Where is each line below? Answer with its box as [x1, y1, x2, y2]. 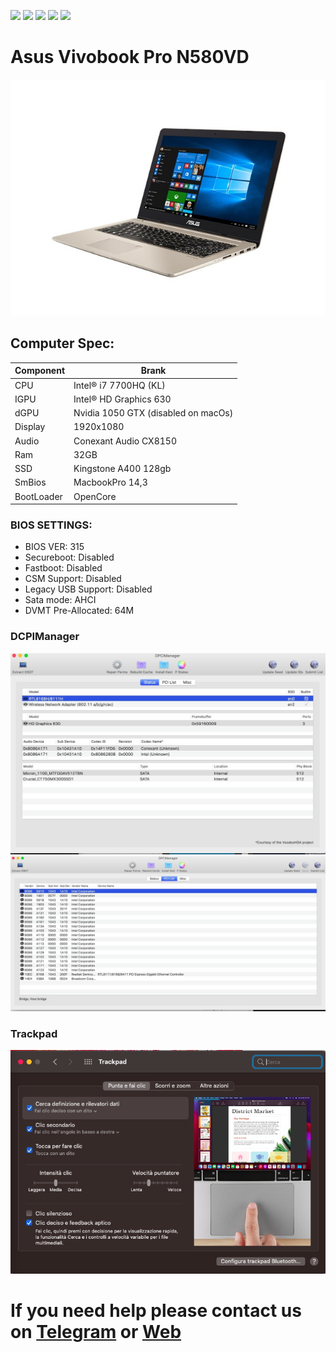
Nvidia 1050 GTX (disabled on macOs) [73, 407, 234, 419]
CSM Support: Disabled [24, 573, 122, 585]
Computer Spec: [10, 335, 115, 352]
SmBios [14, 476, 47, 489]
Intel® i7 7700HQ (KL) [73, 379, 166, 391]
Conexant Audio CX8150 [73, 435, 177, 447]
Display [14, 421, 46, 433]
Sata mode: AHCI [24, 594, 97, 606]
